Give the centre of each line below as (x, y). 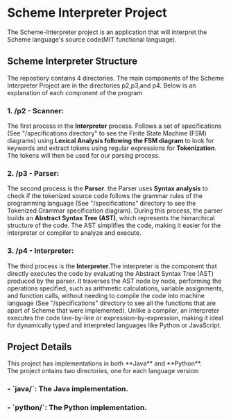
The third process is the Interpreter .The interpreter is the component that (112, 266)
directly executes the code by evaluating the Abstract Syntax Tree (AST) (110, 273)
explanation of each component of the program (75, 92)
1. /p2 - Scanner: (36, 110)
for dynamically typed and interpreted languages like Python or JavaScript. (114, 325)
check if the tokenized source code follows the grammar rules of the (105, 196)
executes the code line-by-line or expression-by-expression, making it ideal (115, 318)
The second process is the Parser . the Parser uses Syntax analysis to (108, 188)
